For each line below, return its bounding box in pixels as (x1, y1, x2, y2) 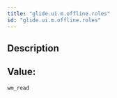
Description (7, 42, 59, 54)
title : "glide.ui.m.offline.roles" (7, 10, 111, 17)
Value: (7, 66, 36, 78)
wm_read (7, 84, 30, 91)
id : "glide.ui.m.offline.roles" (7, 17, 101, 24)
